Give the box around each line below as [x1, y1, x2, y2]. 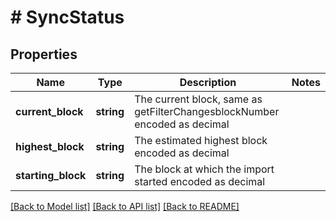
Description [179, 76, 237, 89]
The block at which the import [134, 162, 275, 176]
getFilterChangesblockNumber [134, 105, 280, 118]
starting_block [15, 169, 87, 182]
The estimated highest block [134, 134, 268, 147]
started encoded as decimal [134, 175, 266, 188]
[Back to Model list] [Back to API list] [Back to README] [10, 201, 240, 212]
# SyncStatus [10, 6, 125, 29]
